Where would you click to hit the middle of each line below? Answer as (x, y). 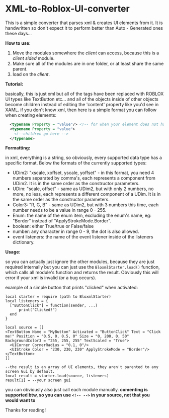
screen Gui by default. (30, 372)
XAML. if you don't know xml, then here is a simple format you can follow (81, 110)
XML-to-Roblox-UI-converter (67, 9)
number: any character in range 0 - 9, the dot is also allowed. (76, 231)
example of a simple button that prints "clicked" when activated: (72, 288)
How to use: (18, 43)
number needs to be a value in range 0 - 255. (59, 210)
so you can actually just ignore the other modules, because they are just (80, 262)
